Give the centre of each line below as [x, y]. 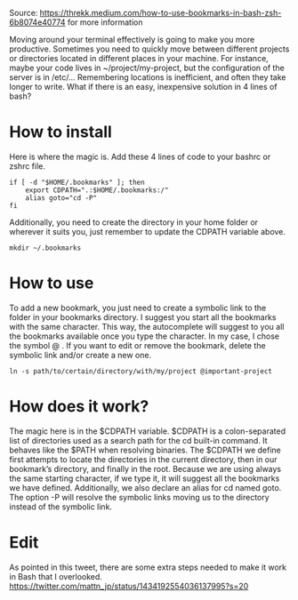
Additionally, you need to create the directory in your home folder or [134, 222]
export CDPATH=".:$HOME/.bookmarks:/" [97, 190]
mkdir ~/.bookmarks [45, 248]
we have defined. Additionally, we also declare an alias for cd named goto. [145, 487]
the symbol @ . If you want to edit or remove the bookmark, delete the [137, 345]
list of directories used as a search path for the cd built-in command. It [139, 440]
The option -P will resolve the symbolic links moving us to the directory [139, 497]
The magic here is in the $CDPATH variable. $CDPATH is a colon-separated [148, 431]
